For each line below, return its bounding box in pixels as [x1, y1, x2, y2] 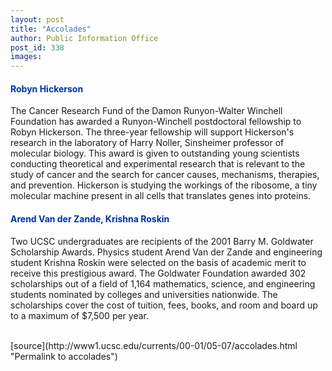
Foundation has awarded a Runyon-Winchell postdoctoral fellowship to [10, 116, 302, 128]
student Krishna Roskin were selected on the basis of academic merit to [10, 256, 307, 268]
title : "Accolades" [10, 24, 92, 34]
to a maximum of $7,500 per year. [10, 309, 150, 321]
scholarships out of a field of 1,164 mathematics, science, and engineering [10, 277, 316, 290]
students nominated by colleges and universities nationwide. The [10, 288, 278, 300]
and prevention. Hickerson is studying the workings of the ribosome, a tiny [10, 179, 318, 191]
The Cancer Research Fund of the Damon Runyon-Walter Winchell [10, 105, 283, 117]
